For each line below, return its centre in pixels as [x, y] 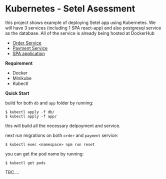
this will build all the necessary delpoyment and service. [63, 125]
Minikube [22, 78]
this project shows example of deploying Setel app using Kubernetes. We [80, 22]
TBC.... [12, 172]
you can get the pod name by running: [44, 153]
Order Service [27, 42]
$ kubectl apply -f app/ [31, 116]
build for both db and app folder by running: [49, 102]
